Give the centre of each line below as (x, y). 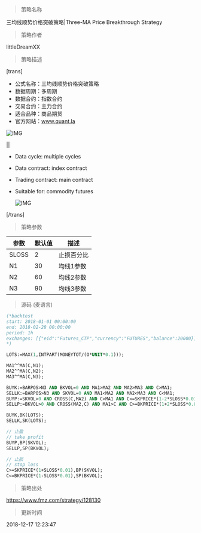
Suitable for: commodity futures (54, 191)
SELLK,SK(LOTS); (26, 421)
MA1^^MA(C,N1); (25, 366)
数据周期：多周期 (36, 91)
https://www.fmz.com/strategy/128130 (54, 500)
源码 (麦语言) (36, 305)
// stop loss (22, 465)
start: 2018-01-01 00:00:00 (41, 321)
